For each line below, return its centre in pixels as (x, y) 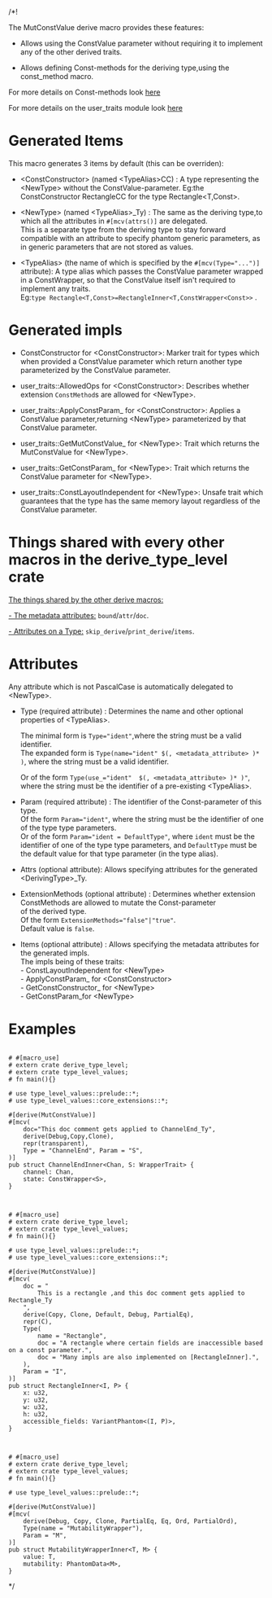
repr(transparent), (56, 1144)
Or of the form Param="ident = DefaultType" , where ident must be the (138, 836)
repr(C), (38, 1321)
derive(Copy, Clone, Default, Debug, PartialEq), (109, 1315)
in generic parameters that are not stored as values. (107, 247)
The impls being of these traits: (72, 961)
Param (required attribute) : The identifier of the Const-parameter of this (141, 801)
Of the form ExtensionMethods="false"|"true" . (98, 920)
